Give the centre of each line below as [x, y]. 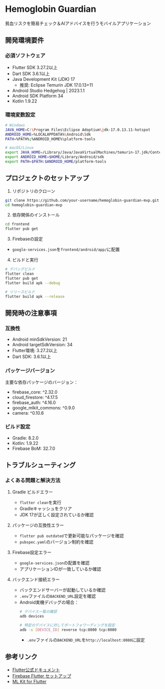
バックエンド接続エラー [36, 580]
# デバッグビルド [20, 269]
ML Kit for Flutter [29, 681]
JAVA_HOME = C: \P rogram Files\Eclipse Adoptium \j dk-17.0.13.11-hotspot [78, 130]
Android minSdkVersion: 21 [40, 339]
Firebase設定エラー [32, 552]
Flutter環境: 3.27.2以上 [35, 351]
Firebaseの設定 [27, 239]
